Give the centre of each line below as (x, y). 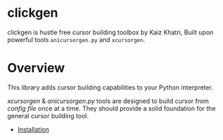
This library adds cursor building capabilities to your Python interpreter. (110, 87)
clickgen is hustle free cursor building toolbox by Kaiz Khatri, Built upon (110, 32)
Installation (33, 129)
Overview (36, 68)
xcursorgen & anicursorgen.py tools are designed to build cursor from (108, 101)
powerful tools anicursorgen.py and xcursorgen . (76, 39)
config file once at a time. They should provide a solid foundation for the (111, 108)
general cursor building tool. (48, 115)
